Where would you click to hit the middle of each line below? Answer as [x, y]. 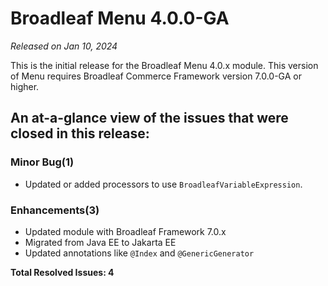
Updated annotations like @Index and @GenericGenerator [139, 253]
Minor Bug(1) [42, 162]
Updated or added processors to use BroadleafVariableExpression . [163, 184]
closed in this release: [80, 133]
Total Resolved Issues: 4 [62, 272]
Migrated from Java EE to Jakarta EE [100, 242]
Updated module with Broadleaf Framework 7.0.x [125, 231]
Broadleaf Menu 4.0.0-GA [120, 18]
